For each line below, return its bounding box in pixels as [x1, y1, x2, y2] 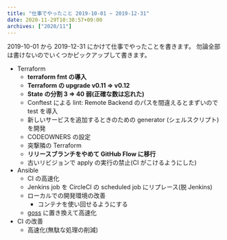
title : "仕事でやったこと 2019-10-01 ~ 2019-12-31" [7, 10, 150, 17]
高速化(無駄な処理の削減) [27, 226, 98, 234]
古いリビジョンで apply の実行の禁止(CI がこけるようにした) [27, 158, 197, 167]
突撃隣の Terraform [27, 141, 82, 149]
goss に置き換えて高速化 [27, 208, 97, 217]
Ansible [16, 166, 39, 175]
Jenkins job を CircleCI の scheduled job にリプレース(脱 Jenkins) [27, 183, 213, 191]
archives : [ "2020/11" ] [7, 23, 72, 29]
